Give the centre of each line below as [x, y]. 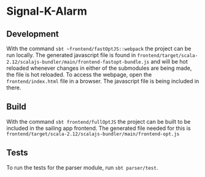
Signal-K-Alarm [47, 11]
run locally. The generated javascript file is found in [71, 55]
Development [33, 34]
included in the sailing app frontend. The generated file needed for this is [99, 128]
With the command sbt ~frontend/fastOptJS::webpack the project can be [99, 48]
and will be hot [169, 62]
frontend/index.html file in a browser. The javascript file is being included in [103, 81]
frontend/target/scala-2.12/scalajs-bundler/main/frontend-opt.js [93, 134]
